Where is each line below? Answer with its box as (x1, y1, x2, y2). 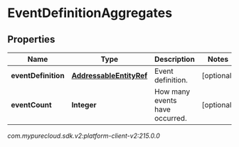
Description (154, 55, 196, 64)
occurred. (154, 114, 187, 123)
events (154, 96, 177, 105)
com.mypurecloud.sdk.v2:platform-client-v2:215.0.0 (7, 131, 160, 140)
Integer (71, 100, 97, 109)
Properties (7, 33, 55, 45)
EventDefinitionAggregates (7, 5, 173, 21)
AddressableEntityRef (71, 71, 148, 80)
